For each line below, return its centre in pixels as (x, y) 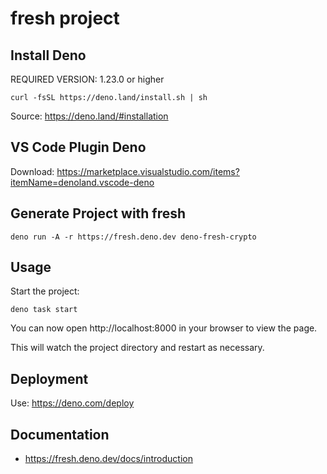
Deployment (49, 378)
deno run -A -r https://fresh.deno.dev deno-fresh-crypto (133, 237)
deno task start (44, 310)
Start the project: (45, 291)
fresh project (65, 18)
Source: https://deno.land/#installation (89, 116)
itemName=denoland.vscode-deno (82, 182)
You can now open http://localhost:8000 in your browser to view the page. (164, 328)
